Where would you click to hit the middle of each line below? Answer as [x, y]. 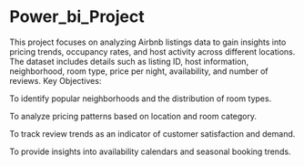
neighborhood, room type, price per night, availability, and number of [139, 71]
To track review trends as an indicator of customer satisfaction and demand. [152, 133]
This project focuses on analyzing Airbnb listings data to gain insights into [148, 42]
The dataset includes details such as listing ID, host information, [129, 61]
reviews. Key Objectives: [56, 80]
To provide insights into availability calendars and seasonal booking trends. [150, 151]
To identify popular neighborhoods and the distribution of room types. [141, 99]
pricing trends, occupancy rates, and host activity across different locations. [152, 51]
